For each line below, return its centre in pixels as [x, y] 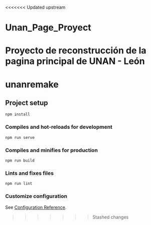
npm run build [20, 161]
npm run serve [20, 137]
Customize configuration [36, 196]
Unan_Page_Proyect [48, 28]
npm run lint [19, 184]
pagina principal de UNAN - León [75, 61]
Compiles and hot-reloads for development [59, 127]
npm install [18, 115]
